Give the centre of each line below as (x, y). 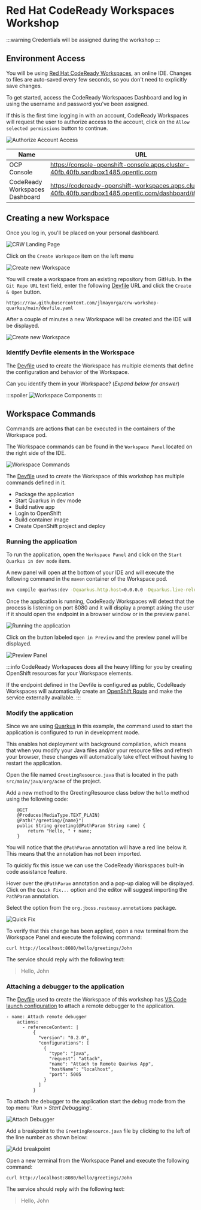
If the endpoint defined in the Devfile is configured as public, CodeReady (96, 684)
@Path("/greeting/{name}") (51, 821)
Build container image (42, 520)
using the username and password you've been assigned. (77, 104)
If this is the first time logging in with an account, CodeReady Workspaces (97, 115)
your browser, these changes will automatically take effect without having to (100, 757)
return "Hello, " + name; (60, 831)
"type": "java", (69, 1054)
